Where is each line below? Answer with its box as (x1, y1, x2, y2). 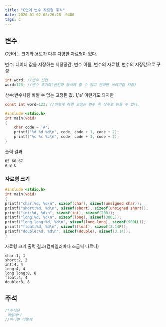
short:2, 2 (5, 257, 28, 263)
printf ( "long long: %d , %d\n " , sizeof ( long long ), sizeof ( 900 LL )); (5, 220, 146, 225)
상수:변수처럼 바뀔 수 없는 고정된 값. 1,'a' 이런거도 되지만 (5, 92, 114, 98)
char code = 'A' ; (14, 125, 50, 130)
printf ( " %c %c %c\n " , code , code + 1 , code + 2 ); (14, 134, 120, 139)
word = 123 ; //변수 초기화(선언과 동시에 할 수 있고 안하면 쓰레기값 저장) (5, 82, 137, 88)
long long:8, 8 (5, 271, 37, 276)
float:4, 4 (5, 275, 28, 280)
